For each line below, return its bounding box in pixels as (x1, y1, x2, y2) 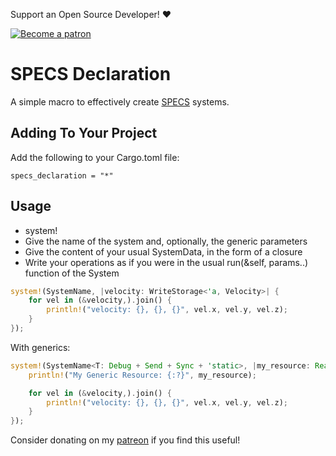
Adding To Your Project (10, 125, 158, 142)
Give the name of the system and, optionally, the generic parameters (24, 235, 308, 247)
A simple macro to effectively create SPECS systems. (10, 95, 230, 108)
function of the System (24, 267, 120, 279)
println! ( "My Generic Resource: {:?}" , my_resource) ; (28, 370, 257, 380)
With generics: (10, 341, 71, 353)
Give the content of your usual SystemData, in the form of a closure (24, 245, 303, 258)
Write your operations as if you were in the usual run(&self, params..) (24, 256, 309, 268)
